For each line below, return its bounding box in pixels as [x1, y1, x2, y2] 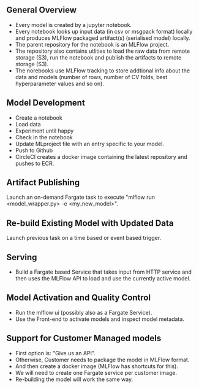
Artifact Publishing [6, 177, 80, 188]
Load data [15, 120, 41, 128]
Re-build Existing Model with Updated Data [6, 218, 174, 228]
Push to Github [15, 147, 53, 154]
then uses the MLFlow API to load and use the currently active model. [15, 275, 191, 282]
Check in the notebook [15, 133, 73, 141]
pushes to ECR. [15, 160, 54, 167]
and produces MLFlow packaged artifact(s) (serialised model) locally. [15, 34, 191, 42]
